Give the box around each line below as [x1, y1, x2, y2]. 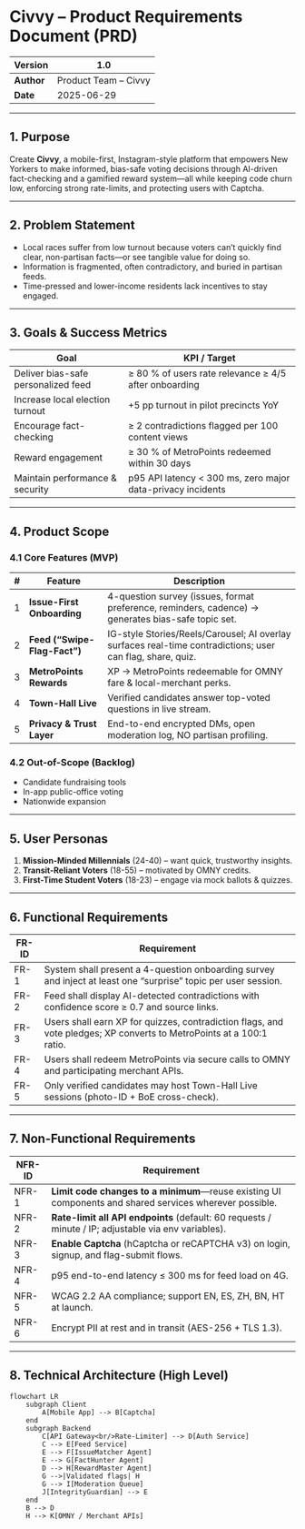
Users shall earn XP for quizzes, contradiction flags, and [44, 1015, 284, 1028]
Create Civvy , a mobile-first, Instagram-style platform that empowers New [9, 153, 289, 165]
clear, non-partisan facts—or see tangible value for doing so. [22, 251, 251, 262]
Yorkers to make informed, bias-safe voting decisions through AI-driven [9, 163, 279, 174]
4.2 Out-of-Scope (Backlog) [9, 755, 136, 768]
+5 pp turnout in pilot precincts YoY [128, 399, 280, 411]
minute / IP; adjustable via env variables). [51, 1222, 227, 1235]
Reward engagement [14, 451, 103, 464]
